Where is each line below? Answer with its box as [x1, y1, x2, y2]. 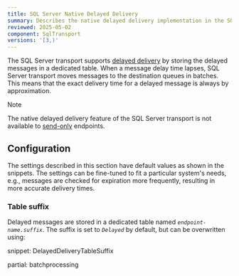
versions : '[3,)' [7, 37, 59, 44]
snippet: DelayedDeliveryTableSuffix [7, 247, 114, 255]
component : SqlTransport [7, 30, 81, 38]
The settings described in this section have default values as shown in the [7, 161, 224, 169]
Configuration [7, 142, 71, 154]
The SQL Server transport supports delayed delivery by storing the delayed [7, 56, 228, 65]
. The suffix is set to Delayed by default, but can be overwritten [42, 225, 225, 234]
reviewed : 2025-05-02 [7, 23, 72, 31]
